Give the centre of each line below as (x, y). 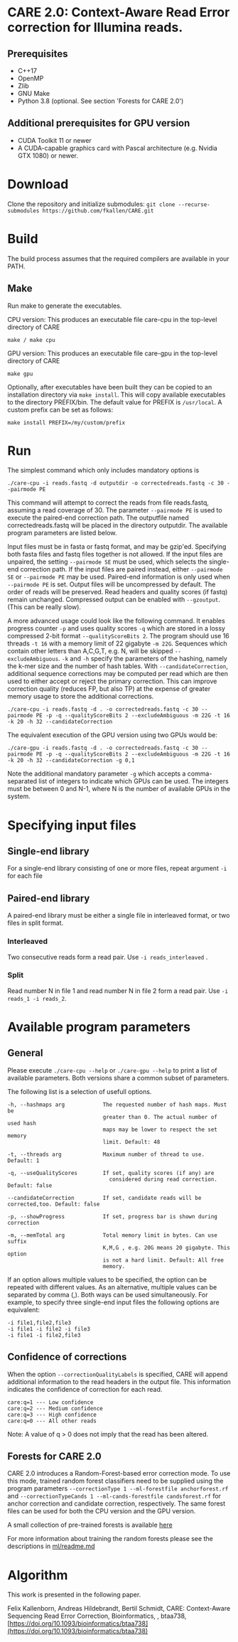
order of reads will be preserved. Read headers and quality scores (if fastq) (118, 592)
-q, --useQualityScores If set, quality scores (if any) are (111, 1173)
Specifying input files (72, 825)
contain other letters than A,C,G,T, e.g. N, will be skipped (90, 651)
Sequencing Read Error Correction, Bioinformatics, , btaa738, (97, 1616)
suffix (17, 1241)
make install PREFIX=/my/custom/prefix (66, 423)
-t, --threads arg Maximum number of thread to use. (106, 1154)
